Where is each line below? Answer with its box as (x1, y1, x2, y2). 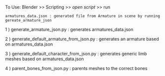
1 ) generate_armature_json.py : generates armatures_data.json (5, 26, 133, 32)
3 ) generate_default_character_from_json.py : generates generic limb (5, 51, 147, 56)
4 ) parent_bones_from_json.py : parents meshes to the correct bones (5, 66, 148, 71)
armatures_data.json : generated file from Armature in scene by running (5, 14, 161, 19)
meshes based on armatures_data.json (5, 56, 84, 62)
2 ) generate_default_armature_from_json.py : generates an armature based (5, 36, 159, 42)
